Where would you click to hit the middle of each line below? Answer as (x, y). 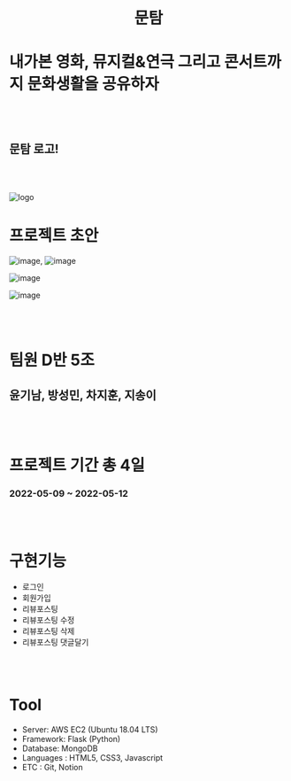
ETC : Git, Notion (52, 768)
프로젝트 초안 (54, 236)
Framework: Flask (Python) (71, 739)
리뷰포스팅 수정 (48, 620)
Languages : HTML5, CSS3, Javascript (92, 758)
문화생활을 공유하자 (93, 84)
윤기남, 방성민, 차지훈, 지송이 (83, 395)
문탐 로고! (34, 148)
